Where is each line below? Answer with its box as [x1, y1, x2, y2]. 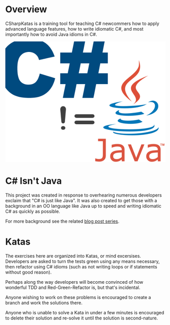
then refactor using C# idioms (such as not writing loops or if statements [5, 263, 158, 269]
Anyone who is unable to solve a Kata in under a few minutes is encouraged [5, 309, 164, 315]
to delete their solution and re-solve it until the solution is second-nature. [5, 315, 158, 321]
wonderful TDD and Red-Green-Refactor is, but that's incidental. [5, 284, 140, 290]
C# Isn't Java [5, 175, 62, 186]
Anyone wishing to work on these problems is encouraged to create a [5, 294, 151, 300]
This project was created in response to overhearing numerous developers [5, 192, 162, 198]
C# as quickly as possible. [5, 208, 60, 214]
